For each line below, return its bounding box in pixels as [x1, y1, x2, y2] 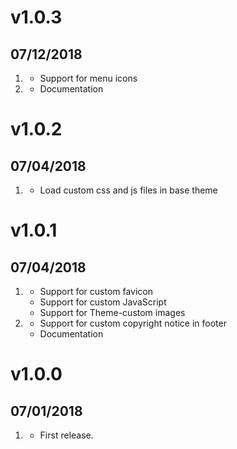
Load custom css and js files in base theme [39, 184, 218, 196]
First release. [39, 429, 94, 441]
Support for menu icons [39, 72, 138, 84]
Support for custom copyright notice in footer [39, 317, 227, 329]
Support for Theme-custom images [39, 307, 186, 318]
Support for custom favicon [39, 286, 154, 297]
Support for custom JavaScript [39, 296, 167, 308]
